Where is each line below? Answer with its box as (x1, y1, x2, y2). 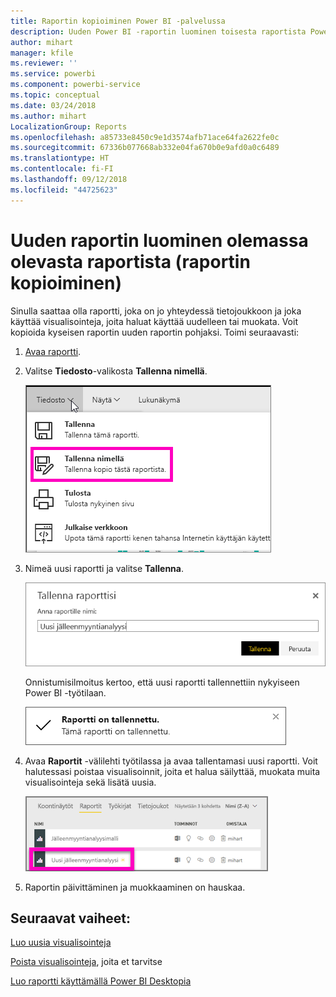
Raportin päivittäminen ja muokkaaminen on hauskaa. (24, 881, 246, 893)
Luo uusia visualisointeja (10, 936, 112, 949)
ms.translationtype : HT (10, 153, 110, 164)
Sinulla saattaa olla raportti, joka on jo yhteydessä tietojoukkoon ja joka (10, 305, 302, 317)
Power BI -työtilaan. (24, 686, 107, 699)
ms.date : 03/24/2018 (10, 100, 97, 110)
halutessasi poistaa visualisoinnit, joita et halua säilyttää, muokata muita (24, 765, 321, 777)
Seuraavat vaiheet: (10, 910, 131, 927)
